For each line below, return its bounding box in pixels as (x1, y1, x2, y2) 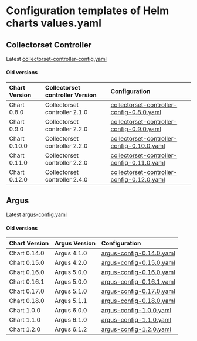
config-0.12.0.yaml (110, 176, 165, 184)
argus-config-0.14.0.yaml (101, 249, 175, 257)
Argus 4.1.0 (55, 249, 87, 257)
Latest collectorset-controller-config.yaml (6, 56, 107, 62)
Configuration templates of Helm (6, 4, 169, 18)
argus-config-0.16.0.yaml (101, 268, 175, 277)
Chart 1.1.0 (9, 316, 41, 324)
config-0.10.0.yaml (110, 142, 165, 150)
